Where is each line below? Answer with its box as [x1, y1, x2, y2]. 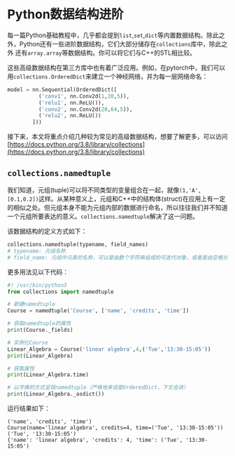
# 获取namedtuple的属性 [7, 320, 71, 327]
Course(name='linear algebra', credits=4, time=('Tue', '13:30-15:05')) [7, 424, 224, 431]
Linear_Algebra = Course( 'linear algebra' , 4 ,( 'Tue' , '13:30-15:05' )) [7, 345, 211, 353]
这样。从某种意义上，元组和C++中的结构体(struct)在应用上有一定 [38, 194, 226, 203]
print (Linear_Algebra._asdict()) [7, 391, 105, 398]
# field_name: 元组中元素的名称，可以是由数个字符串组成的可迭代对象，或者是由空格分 [7, 254, 229, 261]
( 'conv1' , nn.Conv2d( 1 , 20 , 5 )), [38, 93, 130, 100]
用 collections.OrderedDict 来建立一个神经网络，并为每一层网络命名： [7, 72, 208, 81]
